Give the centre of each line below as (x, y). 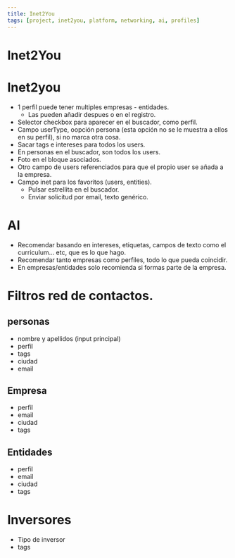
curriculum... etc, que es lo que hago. (72, 252)
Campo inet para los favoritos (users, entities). (85, 182)
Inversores (39, 520)
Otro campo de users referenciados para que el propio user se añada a (120, 167)
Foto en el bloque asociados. (59, 159)
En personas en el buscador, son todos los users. (89, 151)
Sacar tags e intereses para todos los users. (81, 144)
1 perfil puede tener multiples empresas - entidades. (93, 107)
